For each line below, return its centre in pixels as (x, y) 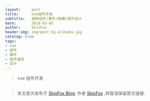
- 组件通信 (15, 59)
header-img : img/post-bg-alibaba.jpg (44, 32)
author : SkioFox (26, 28)
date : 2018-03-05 (29, 23)
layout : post (23, 9)
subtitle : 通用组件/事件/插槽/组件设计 (44, 18)
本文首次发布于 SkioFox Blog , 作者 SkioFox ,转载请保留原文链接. (81, 93)
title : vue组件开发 (29, 14)
